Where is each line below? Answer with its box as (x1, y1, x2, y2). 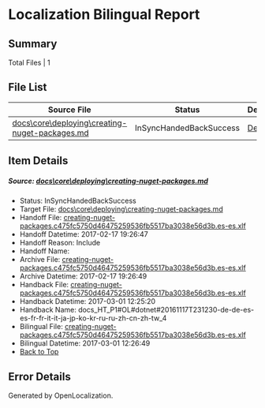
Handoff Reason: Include (19, 238, 101, 248)
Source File (47, 104, 92, 115)
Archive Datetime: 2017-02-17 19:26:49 (19, 271, 147, 281)
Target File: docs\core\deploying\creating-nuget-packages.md (19, 204, 223, 214)
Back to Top (19, 347, 59, 357)
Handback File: (19, 280, 69, 290)
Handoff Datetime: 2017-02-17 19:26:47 (19, 230, 148, 239)
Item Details (8, 154, 69, 167)
